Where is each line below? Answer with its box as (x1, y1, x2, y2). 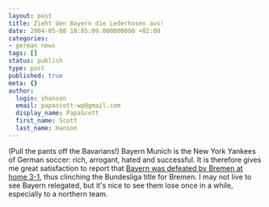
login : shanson (15, 94, 67, 102)
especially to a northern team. (8, 188, 108, 198)
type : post (8, 64, 45, 72)
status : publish (8, 57, 63, 65)
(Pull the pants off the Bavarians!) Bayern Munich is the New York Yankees (8, 146, 256, 155)
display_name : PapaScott (15, 110, 99, 118)
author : (8, 86, 35, 95)
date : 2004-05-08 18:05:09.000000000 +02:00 (8, 27, 161, 35)
